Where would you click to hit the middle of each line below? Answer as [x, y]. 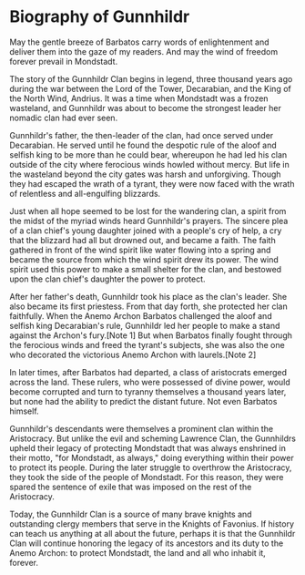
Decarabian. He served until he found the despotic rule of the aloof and [143, 145]
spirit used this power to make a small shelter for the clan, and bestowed [146, 269]
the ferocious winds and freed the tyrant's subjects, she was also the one [147, 344]
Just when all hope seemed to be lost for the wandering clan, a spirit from [148, 210]
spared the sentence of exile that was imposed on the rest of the [131, 487]
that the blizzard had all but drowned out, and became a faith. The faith [142, 240]
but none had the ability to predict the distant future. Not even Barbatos [143, 401]
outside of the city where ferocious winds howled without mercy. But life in [149, 164]
